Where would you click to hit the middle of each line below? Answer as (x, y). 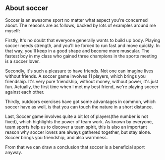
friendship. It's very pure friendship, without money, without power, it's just (82, 81)
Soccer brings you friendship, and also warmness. (56, 137)
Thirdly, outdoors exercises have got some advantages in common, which (81, 102)
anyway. (14, 152)
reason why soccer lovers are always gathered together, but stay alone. (78, 132)
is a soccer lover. (23, 61)
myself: (13, 30)
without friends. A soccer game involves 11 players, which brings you (76, 76)
